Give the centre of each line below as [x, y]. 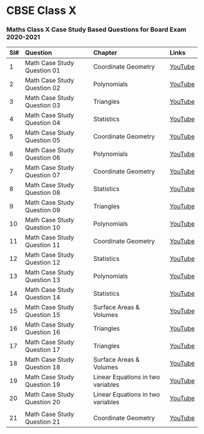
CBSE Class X [42, 11]
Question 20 [43, 402]
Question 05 [43, 140]
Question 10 [43, 228]
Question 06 [43, 158]
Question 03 [43, 106]
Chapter [105, 53]
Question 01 [43, 70]
